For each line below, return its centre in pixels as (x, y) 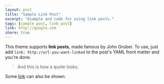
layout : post (19, 10)
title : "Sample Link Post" (33, 14)
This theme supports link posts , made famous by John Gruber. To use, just (82, 47)
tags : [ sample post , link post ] (38, 23)
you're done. (18, 57)
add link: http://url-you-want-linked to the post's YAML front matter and (82, 52)
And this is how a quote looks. (48, 67)
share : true (17, 33)
